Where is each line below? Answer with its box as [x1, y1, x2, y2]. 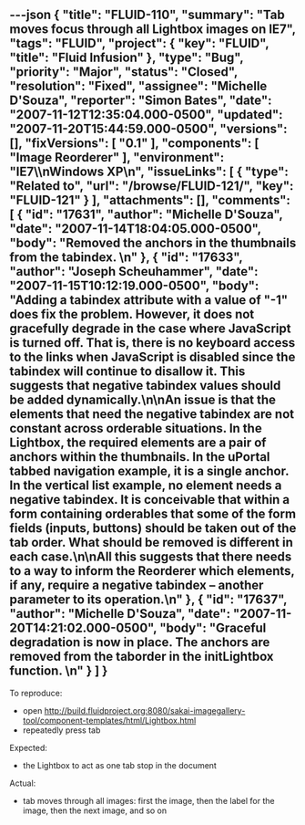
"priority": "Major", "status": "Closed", [9, 64, 239, 80]
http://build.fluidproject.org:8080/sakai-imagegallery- [44, 705, 246, 715]
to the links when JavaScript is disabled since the [9, 350, 296, 365]
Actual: [9, 778, 36, 788]
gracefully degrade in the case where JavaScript [9, 321, 291, 337]
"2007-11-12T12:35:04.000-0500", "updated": [9, 107, 284, 122]
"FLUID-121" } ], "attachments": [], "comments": [9, 193, 291, 208]
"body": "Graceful [158, 621, 267, 636]
